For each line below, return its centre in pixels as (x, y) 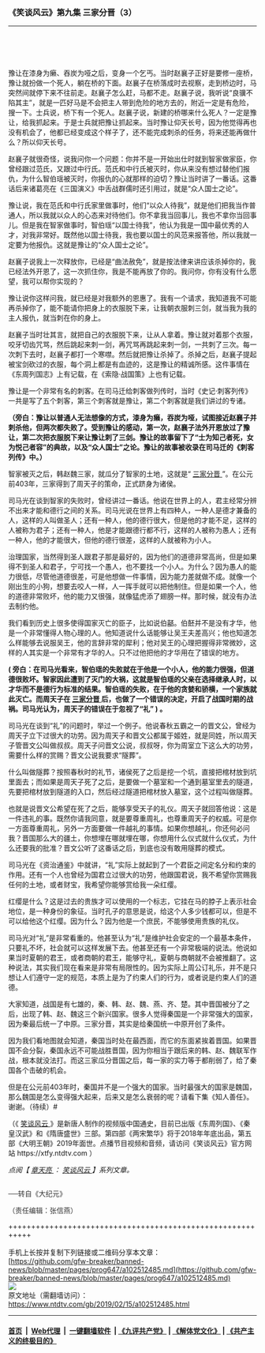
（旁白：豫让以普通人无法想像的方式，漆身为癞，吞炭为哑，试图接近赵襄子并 (132, 418)
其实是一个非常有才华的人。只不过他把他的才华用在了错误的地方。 (136, 652)
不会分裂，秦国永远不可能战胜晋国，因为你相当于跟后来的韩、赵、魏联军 (132, 1050)
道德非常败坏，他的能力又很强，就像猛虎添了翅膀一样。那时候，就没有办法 (136, 596)
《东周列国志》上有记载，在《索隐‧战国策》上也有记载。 (99, 374)
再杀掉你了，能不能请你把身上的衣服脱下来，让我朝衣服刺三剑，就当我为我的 (132, 308)
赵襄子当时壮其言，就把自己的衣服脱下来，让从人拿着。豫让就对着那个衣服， (132, 335)
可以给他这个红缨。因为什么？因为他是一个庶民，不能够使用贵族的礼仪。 (125, 921)
